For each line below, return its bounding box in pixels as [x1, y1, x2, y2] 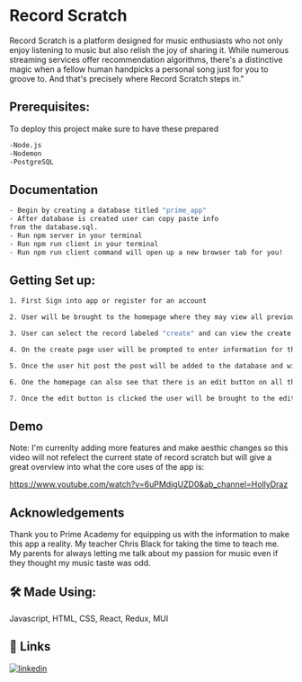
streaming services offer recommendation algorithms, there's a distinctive [9, 54, 283, 65]
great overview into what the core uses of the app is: [9, 462, 205, 473]
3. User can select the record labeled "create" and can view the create [9, 329, 292, 338]
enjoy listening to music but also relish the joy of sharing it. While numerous [9, 44, 289, 55]
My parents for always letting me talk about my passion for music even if [9, 548, 279, 558]
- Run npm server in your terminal [9, 231, 143, 240]
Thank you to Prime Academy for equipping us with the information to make [9, 529, 290, 539]
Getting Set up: [9, 272, 96, 288]
